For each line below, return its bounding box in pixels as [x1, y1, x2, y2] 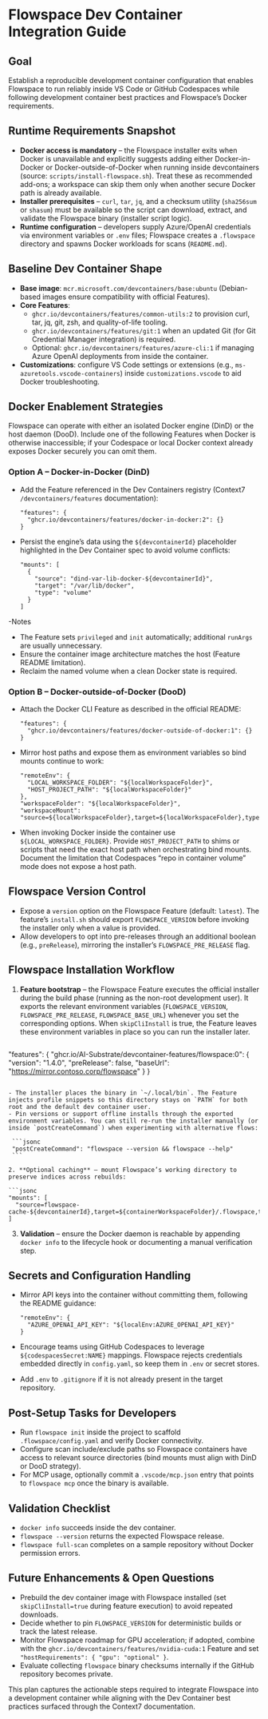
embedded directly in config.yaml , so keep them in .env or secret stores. [19, 1359, 260, 1369]
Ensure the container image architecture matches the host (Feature [19, 649, 241, 659]
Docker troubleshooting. [19, 377, 100, 386]
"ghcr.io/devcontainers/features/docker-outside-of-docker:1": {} [27, 727, 253, 735]
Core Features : [19, 300, 70, 309]
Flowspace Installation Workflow [8, 963, 175, 977]
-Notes [8, 616, 32, 626]
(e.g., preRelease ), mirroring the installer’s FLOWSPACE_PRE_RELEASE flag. [19, 939, 250, 949]
